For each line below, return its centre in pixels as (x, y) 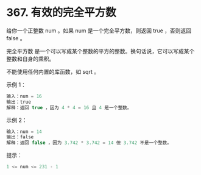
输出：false (20, 137)
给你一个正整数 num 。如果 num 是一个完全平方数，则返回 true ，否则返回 (99, 30)
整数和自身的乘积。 (30, 59)
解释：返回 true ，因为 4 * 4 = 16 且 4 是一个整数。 (69, 107)
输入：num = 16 (24, 96)
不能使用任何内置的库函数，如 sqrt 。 (53, 71)
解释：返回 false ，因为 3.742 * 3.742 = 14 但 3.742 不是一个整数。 (89, 143)
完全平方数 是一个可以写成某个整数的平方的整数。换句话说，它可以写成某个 (100, 51)
